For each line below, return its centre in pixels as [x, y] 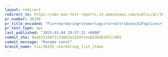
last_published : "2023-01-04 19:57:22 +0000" [53, 33]
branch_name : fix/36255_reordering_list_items [54, 47]
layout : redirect [23, 10]
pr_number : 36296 [23, 19]
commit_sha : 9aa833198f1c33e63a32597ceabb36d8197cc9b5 [63, 38]
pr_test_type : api [24, 28]
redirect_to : [18, 14]
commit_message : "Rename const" [38, 42]
